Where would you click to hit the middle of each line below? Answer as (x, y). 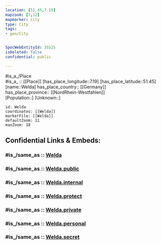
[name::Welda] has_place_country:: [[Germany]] (56, 87)
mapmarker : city (22, 19)
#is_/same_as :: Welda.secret (43, 237)
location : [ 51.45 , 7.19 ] (31, 10)
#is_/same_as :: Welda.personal (46, 224)
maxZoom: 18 (18, 125)
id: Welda (16, 107)
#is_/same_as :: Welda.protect (44, 196)
